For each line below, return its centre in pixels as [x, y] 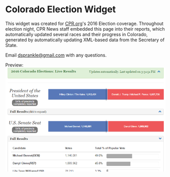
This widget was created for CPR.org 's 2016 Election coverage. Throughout [84, 23]
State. [11, 45]
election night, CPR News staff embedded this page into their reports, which [85, 29]
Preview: [15, 65]
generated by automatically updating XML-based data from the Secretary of [85, 40]
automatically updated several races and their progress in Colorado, [77, 34]
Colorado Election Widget [61, 9]
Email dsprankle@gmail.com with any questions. [56, 55]
